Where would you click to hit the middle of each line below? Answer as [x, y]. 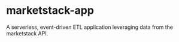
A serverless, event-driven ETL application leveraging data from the [90, 27]
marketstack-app [50, 10]
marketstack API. [27, 33]
